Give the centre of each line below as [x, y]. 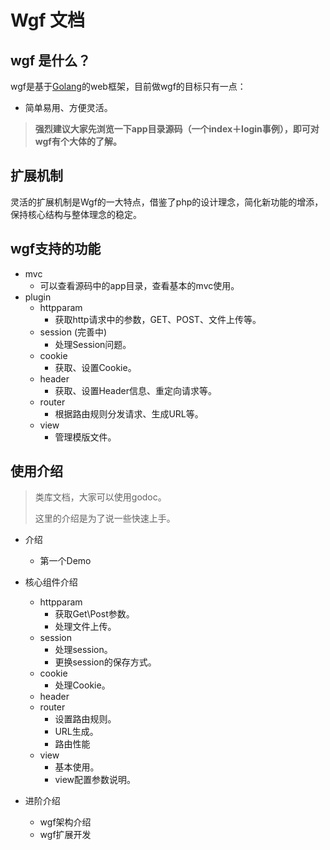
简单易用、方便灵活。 [68, 107]
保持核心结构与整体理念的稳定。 [76, 214]
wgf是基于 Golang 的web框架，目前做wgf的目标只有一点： [128, 86]
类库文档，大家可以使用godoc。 [100, 497]
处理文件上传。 [85, 627]
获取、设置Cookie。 [95, 367]
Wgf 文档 [48, 20]
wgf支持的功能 [56, 249]
